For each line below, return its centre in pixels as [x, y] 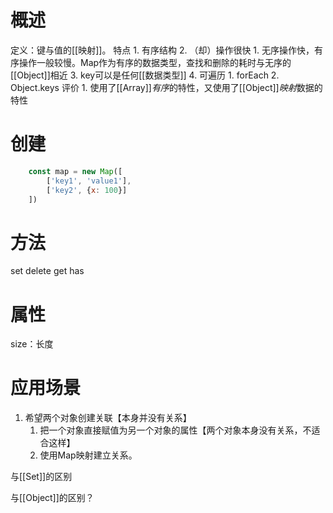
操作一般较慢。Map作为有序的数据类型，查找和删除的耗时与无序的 [155, 62]
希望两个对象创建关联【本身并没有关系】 [108, 418]
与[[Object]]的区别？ [52, 498]
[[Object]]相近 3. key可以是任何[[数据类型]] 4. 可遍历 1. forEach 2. [145, 75]
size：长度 [32, 344]
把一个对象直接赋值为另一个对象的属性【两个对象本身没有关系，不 [175, 430]
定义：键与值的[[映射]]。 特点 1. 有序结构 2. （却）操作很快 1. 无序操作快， [162, 50]
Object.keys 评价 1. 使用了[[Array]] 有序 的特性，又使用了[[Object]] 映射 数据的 [166, 87]
